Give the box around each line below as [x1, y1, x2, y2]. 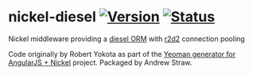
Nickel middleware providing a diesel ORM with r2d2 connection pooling [8, 34, 245, 43]
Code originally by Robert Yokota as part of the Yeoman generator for [8, 49, 236, 58]
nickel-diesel [8, 8, 97, 26]
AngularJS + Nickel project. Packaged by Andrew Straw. [8, 58, 193, 67]
